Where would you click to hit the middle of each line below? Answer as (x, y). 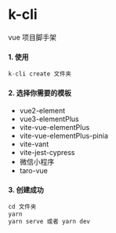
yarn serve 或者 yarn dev (49, 222)
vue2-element (42, 111)
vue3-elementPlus (49, 119)
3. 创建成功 (26, 190)
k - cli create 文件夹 (40, 74)
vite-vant (34, 144)
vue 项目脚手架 (33, 37)
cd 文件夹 (22, 207)
